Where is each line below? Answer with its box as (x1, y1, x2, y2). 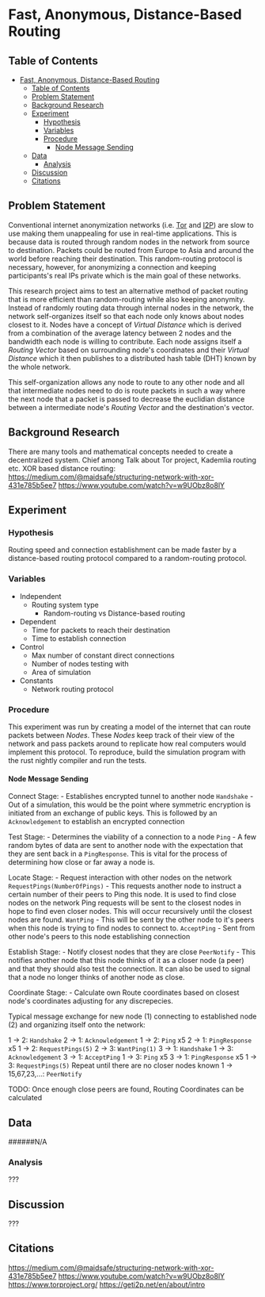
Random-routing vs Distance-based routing (43, 608, 186, 618)
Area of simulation (31, 667, 92, 677)
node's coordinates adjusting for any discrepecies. (8, 996, 174, 1006)
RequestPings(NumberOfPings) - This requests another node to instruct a (8, 881, 242, 891)
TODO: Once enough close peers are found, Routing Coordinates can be (8, 1084, 244, 1094)
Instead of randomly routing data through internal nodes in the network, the (8, 303, 255, 313)
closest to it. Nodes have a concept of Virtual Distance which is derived (8, 320, 242, 329)
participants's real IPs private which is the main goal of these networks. (8, 271, 241, 280)
